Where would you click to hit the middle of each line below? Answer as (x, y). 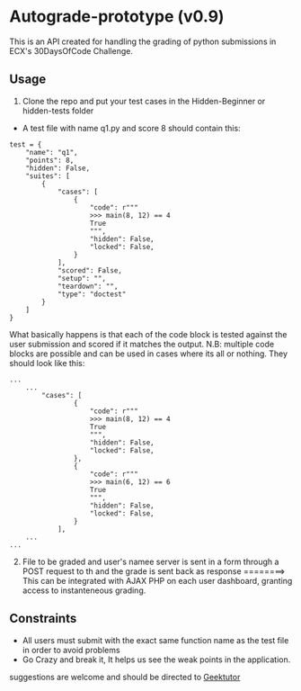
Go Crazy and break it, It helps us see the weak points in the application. (156, 660)
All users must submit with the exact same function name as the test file (155, 640)
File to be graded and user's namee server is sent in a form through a (150, 561)
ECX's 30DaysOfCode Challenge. (71, 50)
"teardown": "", (88, 286)
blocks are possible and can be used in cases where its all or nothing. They (149, 354)
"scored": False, (90, 270)
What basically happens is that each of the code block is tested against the (148, 334)
